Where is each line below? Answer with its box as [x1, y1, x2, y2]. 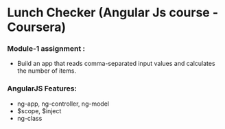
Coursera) [7, 19, 67, 35]
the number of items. [16, 67, 77, 75]
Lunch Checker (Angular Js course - [7, 5, 218, 21]
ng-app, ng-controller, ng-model [16, 99, 110, 108]
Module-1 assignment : [7, 44, 86, 54]
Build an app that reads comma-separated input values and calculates [16, 60, 215, 68]
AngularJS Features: [7, 84, 78, 93]
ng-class [16, 114, 43, 122]
